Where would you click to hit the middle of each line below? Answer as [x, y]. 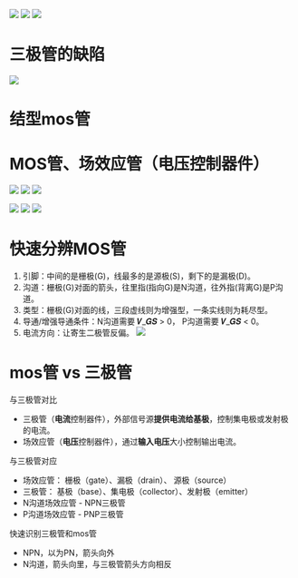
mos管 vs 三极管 [71, 373]
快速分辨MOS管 [68, 249]
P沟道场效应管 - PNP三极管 [73, 514]
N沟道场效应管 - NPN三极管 [74, 503]
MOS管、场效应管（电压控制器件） [139, 164]
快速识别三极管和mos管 [53, 533]
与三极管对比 [33, 399]
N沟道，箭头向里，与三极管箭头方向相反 [97, 563]
